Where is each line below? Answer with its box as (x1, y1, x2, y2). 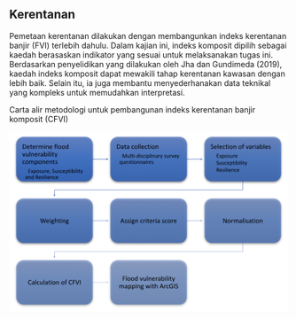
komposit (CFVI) (9, 113, 69, 124)
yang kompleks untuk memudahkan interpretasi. (9, 87, 185, 97)
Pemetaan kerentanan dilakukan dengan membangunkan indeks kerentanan (9, 30, 287, 41)
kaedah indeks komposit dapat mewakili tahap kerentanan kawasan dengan (9, 68, 285, 79)
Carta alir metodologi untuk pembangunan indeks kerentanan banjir (9, 104, 256, 114)
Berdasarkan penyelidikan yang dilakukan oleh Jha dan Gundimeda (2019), (9, 58, 283, 69)
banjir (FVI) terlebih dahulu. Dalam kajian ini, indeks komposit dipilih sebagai (9, 40, 287, 51)
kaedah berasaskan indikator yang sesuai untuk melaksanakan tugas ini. (9, 49, 273, 60)
